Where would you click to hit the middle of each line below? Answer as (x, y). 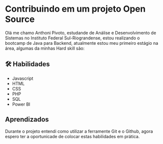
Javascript (23, 78)
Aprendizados (27, 119)
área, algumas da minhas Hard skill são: (45, 48)
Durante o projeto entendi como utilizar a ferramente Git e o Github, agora (79, 131)
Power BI (21, 104)
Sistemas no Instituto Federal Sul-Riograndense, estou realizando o (72, 38)
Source (20, 19)
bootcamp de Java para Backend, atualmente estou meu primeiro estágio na (82, 43)
